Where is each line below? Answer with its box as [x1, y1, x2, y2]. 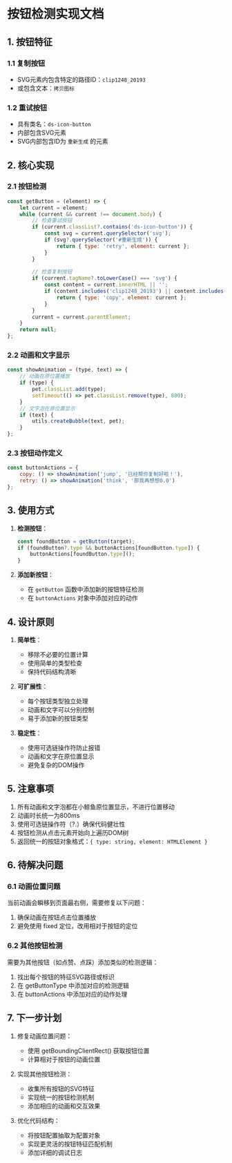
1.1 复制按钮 [7, 58, 46, 68]
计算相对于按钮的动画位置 [27, 1055, 101, 1064]
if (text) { [19, 412, 54, 419]
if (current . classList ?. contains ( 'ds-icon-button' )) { [32, 224, 193, 231]
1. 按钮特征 [7, 36, 53, 48]
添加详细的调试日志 [27, 1148, 83, 1157]
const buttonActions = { [7, 464, 79, 472]
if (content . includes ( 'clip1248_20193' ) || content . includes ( [43, 288, 227, 295]
